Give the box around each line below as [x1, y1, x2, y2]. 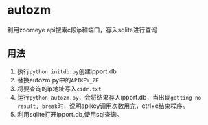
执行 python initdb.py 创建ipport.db [16, 67, 117, 76]
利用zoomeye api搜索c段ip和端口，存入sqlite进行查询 [7, 25, 158, 34]
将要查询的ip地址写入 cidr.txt [16, 84, 102, 93]
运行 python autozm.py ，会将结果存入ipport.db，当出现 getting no [16, 93, 202, 101]
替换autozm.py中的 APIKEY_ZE [16, 76, 100, 84]
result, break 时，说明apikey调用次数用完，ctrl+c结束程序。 [16, 102, 189, 110]
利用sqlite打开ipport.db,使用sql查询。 [16, 110, 123, 118]
